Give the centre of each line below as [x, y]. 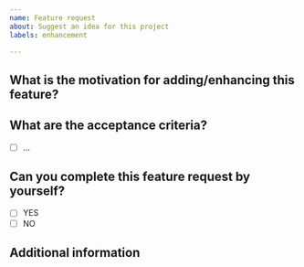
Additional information [75, 252]
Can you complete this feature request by [130, 177]
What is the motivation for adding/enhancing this [152, 80]
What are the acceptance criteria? [109, 126]
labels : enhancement [49, 35]
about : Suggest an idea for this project [89, 27]
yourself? [37, 192]
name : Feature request [52, 18]
